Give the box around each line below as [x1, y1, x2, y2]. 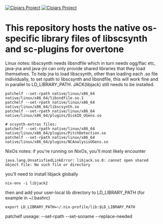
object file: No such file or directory [5, 162, 91, 167]
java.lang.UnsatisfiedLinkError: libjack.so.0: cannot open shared [5, 158, 149, 163]
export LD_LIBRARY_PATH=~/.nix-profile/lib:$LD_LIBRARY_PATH [5, 204, 135, 209]
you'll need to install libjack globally [5, 171, 78, 177]
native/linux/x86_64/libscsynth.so [5, 104, 79, 109]
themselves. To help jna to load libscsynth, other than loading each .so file [5, 71, 158, 77]
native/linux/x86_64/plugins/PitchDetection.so [5, 130, 106, 135]
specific [5, 33, 40, 45]
